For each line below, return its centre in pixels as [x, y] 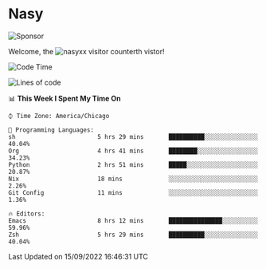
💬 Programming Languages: [51, 130]
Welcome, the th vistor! [86, 51]
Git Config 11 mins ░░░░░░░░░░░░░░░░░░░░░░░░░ [133, 192]
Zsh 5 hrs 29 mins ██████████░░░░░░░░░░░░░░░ [133, 235]
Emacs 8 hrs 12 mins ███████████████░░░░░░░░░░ [133, 220]
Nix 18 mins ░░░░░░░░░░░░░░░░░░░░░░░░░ [133, 179]
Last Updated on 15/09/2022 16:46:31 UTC [78, 256]
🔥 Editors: [27, 214]
